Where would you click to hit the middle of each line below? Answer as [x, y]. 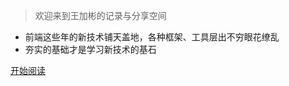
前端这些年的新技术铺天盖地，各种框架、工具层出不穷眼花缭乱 [152, 37]
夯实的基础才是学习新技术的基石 [90, 49]
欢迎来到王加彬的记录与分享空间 [100, 15]
